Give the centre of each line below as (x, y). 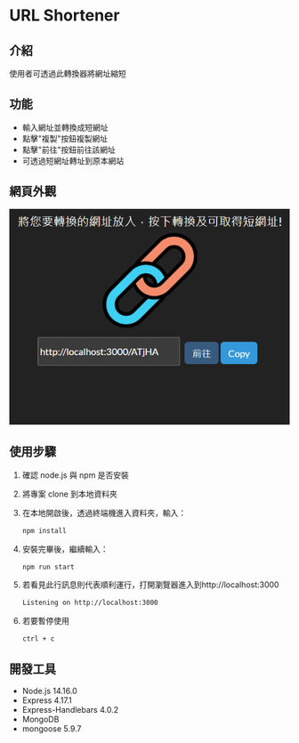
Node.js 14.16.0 (49, 691)
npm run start (48, 567)
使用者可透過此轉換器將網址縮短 (68, 73)
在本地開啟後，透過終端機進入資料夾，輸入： (104, 513)
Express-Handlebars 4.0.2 (70, 709)
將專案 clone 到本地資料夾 (69, 494)
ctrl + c (38, 639)
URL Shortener (65, 16)
